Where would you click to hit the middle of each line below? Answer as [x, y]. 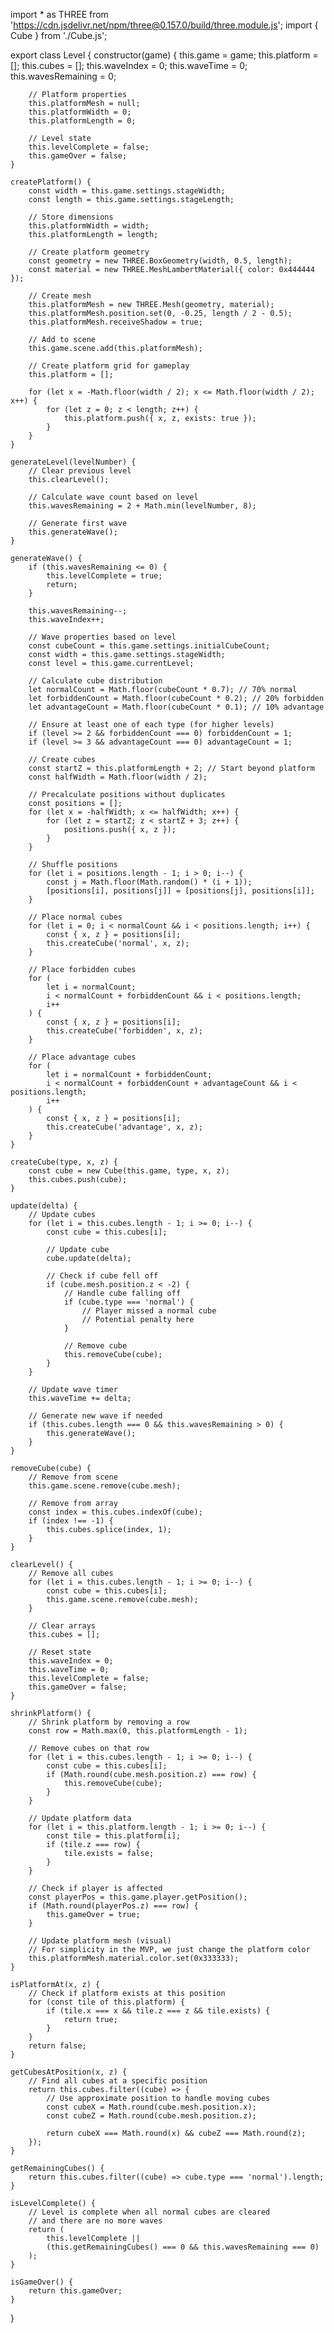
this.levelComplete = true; [104, 576]
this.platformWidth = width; [89, 226]
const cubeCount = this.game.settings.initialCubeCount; [149, 646]
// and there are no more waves [95, 2221]
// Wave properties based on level [102, 637]
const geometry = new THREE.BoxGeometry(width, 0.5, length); [160, 261]
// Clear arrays [62, 1626]
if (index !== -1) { [71, 1521]
